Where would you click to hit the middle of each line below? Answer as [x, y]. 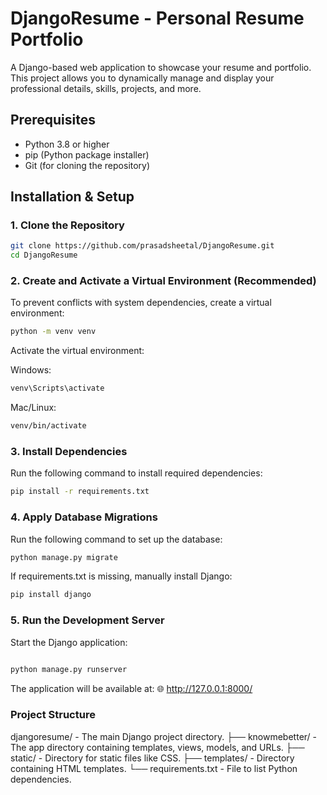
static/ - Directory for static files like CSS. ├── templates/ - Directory [152, 758]
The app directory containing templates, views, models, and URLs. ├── [157, 747]
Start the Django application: [69, 642]
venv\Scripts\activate [57, 388]
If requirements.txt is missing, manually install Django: [121, 576]
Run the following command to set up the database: [116, 539]
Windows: [31, 370]
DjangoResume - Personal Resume [157, 18]
